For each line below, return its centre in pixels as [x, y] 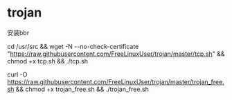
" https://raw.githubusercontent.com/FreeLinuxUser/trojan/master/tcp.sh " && [116, 54]
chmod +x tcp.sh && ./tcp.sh [48, 61]
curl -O [17, 74]
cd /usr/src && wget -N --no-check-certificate [73, 46]
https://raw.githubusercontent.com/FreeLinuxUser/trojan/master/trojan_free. [116, 81]
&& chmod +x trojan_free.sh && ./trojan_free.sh [82, 89]
